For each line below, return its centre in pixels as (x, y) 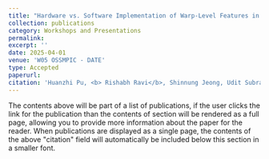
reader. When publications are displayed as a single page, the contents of (130, 131)
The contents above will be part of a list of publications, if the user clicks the (134, 105)
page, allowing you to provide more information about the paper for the (125, 122)
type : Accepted (34, 68)
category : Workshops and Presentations (75, 30)
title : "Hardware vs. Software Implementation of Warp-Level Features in (134, 16)
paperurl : (25, 75)
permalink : (26, 38)
